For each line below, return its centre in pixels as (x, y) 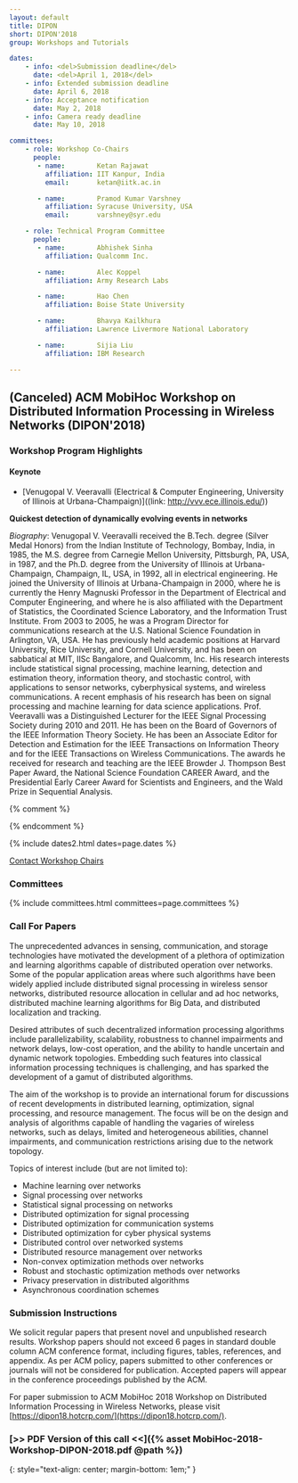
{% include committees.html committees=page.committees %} (125, 903)
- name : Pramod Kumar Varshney (109, 198)
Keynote (25, 472)
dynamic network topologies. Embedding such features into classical (136, 1058)
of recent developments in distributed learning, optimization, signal (132, 1103)
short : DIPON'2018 (43, 34)
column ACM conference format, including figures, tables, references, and (145, 1351)
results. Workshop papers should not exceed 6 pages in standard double (143, 1341)
